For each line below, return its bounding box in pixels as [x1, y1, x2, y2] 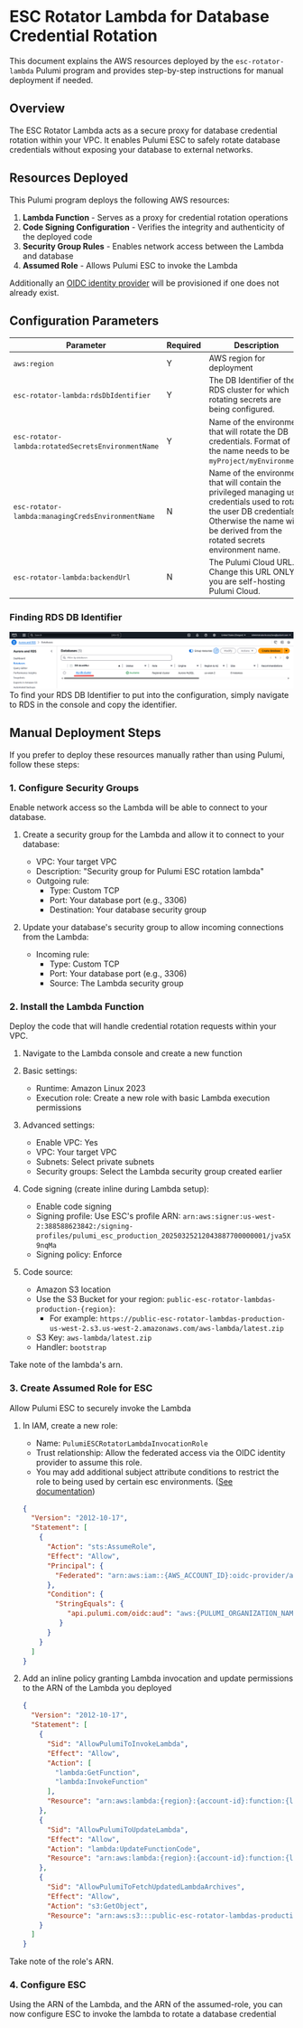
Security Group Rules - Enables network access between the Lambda [22, 241, 284, 251]
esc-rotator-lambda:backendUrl [13, 572, 131, 582]
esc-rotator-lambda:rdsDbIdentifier [13, 391, 151, 400]
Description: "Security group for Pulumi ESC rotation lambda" [35, 865, 264, 876]
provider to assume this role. [35, 1457, 142, 1467]
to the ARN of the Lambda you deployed [22, 1683, 172, 1693]
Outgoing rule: [35, 875, 90, 886]
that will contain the [208, 476, 282, 487]
